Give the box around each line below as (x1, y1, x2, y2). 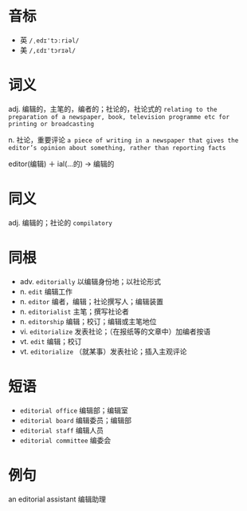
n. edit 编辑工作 (19, 287, 73, 296)
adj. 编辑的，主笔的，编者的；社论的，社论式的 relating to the (8, 104, 218, 113)
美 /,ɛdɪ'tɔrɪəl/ (19, 45, 76, 54)
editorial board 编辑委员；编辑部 (19, 415, 132, 425)
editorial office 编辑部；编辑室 (19, 405, 129, 415)
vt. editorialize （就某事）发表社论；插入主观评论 (19, 347, 187, 356)
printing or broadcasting (8, 120, 94, 128)
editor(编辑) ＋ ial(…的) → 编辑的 (8, 159, 115, 168)
